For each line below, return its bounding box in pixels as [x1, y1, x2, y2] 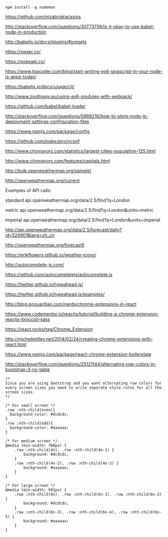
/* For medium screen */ [5, 438, 58, 444]
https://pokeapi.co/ [5, 58, 46, 65]
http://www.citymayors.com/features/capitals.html [5, 158, 110, 164]
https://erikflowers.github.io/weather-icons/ [5, 252, 97, 258]
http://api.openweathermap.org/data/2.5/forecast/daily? [5, 227, 122, 233]
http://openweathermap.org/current [5, 178, 80, 183]
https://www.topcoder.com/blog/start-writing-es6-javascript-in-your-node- [5, 69, 163, 74]
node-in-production [5, 29, 47, 35]
